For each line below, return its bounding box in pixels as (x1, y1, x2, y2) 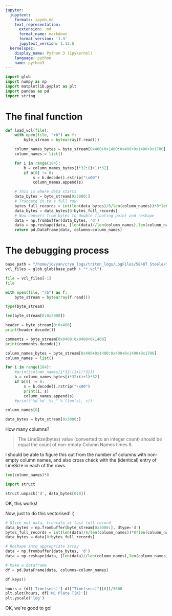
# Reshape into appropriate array (5, 544, 79, 549)
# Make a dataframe (5, 562, 47, 568)
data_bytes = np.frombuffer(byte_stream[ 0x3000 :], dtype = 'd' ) (5, 525, 141, 530)
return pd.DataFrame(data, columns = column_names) (14, 227, 123, 233)
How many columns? (5, 426, 50, 432)
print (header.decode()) (5, 327, 56, 332)
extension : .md (18, 27, 52, 32)
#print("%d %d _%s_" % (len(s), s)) (14, 398, 93, 403)
